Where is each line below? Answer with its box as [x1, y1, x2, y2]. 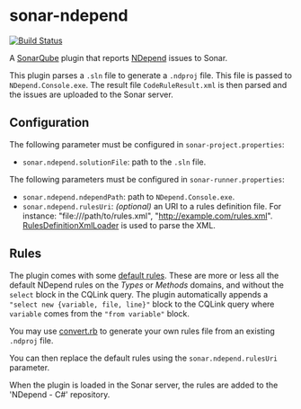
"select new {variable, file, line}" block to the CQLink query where [9, 298, 275, 309]
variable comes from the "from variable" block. [9, 307, 190, 319]
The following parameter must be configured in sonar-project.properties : [9, 138, 285, 149]
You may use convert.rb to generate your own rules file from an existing [9, 325, 276, 336]
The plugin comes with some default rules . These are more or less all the [9, 270, 279, 280]
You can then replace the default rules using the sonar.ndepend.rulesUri [9, 352, 279, 363]
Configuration [9, 115, 90, 130]
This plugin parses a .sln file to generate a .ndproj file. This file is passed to [9, 69, 292, 81]
